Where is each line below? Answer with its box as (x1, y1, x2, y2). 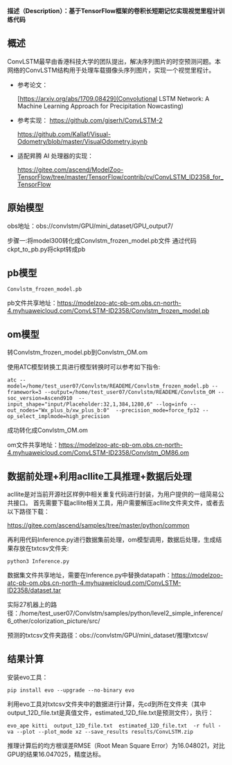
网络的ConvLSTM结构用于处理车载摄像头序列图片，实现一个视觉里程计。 (7, 66, 215, 74)
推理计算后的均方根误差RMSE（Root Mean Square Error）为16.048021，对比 (7, 741, 225, 750)
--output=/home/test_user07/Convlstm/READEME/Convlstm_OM (44, 389, 215, 396)
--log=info (155, 401, 188, 408)
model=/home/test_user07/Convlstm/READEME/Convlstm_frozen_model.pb (7, 383, 209, 390)
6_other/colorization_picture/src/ (7, 617, 100, 625)
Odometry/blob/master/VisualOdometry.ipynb (17, 137, 148, 145)
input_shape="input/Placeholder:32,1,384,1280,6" (7, 401, 154, 408)
